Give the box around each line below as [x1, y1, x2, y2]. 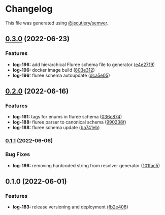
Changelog [5, 3, 53, 15]
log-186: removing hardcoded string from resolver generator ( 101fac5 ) [12, 162, 160, 168]
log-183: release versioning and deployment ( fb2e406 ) [12, 204, 128, 210]
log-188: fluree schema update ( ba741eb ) [12, 125, 100, 131]
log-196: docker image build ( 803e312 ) [12, 67, 95, 73]
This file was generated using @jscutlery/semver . [5, 20, 109, 26]
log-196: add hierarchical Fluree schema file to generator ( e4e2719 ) [12, 62, 155, 68]
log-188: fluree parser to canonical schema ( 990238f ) [12, 119, 126, 125]
